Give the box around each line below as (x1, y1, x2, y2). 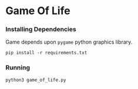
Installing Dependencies (5, 25, 77, 34)
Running (5, 64, 31, 72)
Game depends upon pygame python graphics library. (5, 38, 133, 45)
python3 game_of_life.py (5, 77, 66, 83)
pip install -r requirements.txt (5, 50, 87, 56)
